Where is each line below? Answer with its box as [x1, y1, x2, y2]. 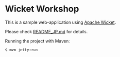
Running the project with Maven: [5, 38, 70, 44]
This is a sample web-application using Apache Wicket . [5, 19, 116, 25]
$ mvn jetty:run [5, 47, 38, 52]
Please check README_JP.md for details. [5, 28, 88, 34]
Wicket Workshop [5, 3, 79, 14]
